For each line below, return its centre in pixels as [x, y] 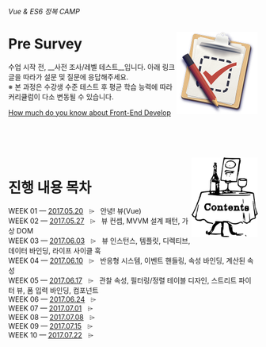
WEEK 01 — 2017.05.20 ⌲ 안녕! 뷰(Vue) [75, 211]
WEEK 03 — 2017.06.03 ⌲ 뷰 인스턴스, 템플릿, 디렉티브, [99, 241]
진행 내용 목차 [50, 188]
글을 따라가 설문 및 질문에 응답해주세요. [68, 77]
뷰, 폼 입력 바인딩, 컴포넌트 [57, 291]
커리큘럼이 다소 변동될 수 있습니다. [61, 96]
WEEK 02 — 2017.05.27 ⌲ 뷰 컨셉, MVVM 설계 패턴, [94, 221]
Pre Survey [46, 44]
